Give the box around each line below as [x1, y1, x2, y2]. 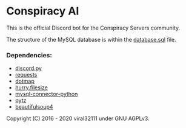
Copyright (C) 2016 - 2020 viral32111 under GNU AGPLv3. [6, 115, 150, 122]
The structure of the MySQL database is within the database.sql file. [6, 36, 177, 43]
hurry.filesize [15, 84, 48, 91]
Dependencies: [6, 51, 53, 59]
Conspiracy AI [6, 4, 79, 18]
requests [15, 71, 38, 78]
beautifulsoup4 [15, 103, 53, 110]
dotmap [15, 77, 35, 85]
